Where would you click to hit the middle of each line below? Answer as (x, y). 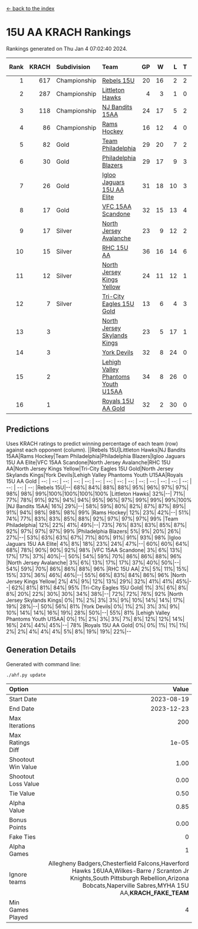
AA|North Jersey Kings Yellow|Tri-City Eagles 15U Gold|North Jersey (90, 469)
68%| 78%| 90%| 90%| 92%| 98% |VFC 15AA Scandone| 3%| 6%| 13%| (94, 550)
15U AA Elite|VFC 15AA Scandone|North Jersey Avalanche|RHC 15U (88, 462)
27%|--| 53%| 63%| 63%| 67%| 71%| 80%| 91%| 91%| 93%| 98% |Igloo (94, 537)
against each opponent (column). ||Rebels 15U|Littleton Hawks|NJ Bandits (96, 450)
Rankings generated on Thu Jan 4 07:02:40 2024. (67, 48)
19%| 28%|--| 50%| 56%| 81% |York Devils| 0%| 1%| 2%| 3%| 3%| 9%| (93, 606)
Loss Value (24, 783)
